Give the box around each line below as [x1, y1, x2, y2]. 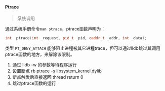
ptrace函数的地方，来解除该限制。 [5, 52, 75, 58]
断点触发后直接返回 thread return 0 [12, 74, 83, 80]
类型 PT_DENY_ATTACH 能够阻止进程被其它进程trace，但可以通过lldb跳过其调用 [5, 45, 161, 51]
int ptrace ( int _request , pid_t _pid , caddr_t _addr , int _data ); [5, 36, 147, 41]
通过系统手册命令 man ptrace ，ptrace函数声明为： [5, 26, 106, 32]
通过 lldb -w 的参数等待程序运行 [12, 62, 77, 68]
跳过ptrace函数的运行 [12, 80, 56, 86]
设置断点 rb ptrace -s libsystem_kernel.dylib [12, 68, 102, 74]
